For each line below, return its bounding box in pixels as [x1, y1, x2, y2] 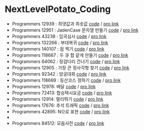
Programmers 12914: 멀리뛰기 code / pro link [12, 96, 104, 102]
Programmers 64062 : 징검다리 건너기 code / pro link [12, 58, 120, 64]
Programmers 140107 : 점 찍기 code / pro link [12, 46, 105, 52]
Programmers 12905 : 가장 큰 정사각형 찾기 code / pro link [12, 64, 129, 71]
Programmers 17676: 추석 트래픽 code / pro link [12, 102, 109, 108]
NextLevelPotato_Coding [5, 4, 111, 15]
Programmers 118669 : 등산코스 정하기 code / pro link [12, 77, 121, 83]
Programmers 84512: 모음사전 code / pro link [12, 120, 104, 126]
